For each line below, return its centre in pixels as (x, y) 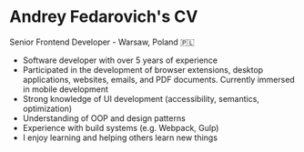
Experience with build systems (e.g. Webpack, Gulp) (121, 127)
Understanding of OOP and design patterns (104, 118)
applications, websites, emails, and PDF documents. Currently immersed (159, 79)
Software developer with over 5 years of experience (120, 60)
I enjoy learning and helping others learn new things (120, 137)
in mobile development (66, 89)
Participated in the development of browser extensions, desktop (143, 69)
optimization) (47, 108)
